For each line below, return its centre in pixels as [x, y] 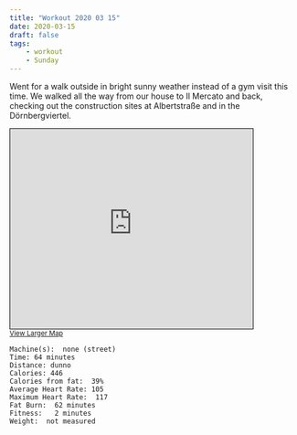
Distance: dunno [40, 366]
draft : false [34, 35]
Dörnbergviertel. [40, 116]
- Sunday [42, 60]
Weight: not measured [53, 421]
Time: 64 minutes [42, 357]
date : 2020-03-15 [42, 27]
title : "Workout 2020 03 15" [65, 18]
